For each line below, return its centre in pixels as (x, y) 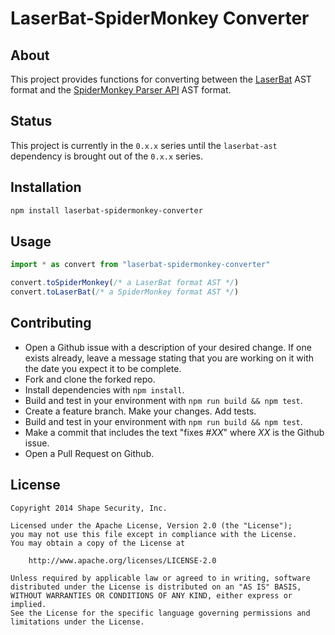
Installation (46, 187)
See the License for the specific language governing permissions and (160, 613)
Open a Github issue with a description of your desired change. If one (168, 347)
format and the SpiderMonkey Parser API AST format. (121, 90)
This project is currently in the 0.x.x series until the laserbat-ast (144, 145)
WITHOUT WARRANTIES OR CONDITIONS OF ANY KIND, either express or (151, 595)
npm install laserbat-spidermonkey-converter (106, 210)
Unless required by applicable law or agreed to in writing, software (160, 578)
